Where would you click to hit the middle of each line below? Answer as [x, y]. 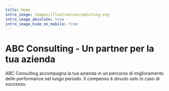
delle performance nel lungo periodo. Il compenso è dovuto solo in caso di [82, 79]
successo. [16, 84]
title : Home [18, 10]
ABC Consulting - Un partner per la [80, 49]
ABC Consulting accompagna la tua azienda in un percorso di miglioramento [84, 73]
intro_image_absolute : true [35, 19]
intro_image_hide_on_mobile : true [42, 24]
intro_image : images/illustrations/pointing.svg [57, 15]
